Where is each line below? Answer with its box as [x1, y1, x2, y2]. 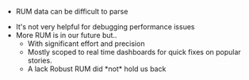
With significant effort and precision [27, 39, 145, 48]
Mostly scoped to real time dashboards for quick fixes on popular [27, 48, 242, 56]
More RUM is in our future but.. [15, 31, 117, 40]
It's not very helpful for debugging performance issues [15, 22, 195, 31]
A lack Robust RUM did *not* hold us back [27, 64, 167, 74]
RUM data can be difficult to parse [15, 7, 128, 16]
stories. [27, 55, 53, 65]
